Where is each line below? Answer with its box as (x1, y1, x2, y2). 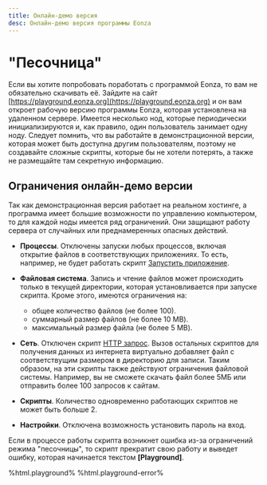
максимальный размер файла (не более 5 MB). (31, 323, 193, 333)
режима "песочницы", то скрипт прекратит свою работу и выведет (8, 444, 238, 454)
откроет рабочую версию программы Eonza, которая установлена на (8, 105, 247, 115)
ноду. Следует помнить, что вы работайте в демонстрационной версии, (8, 131, 255, 140)
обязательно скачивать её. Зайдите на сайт (8, 89, 158, 98)
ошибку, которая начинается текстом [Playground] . (8, 452, 185, 463)
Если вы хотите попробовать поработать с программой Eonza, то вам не (8, 80, 257, 89)
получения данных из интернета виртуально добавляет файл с (19, 347, 235, 357)
